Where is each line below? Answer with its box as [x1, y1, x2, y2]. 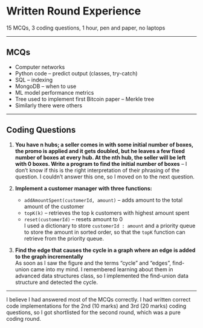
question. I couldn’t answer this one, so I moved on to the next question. [14, 173, 195, 180]
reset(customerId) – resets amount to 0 [24, 215, 123, 222]
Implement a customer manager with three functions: [14, 184, 152, 192]
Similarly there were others [14, 101, 83, 109]
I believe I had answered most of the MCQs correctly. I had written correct [6, 295, 191, 303]
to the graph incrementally [14, 253, 83, 260]
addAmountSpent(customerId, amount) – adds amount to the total [24, 196, 183, 203]
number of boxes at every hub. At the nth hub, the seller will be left [14, 154, 186, 161]
